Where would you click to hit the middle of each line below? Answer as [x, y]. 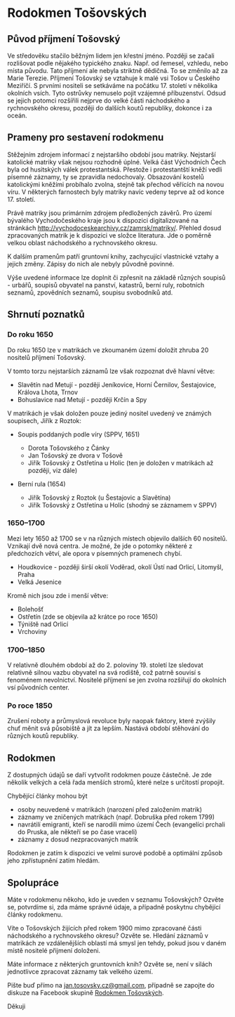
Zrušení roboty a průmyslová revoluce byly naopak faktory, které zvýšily [112, 721]
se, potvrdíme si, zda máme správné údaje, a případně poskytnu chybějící [114, 907]
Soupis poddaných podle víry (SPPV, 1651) [79, 434]
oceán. [17, 115]
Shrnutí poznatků [46, 315]
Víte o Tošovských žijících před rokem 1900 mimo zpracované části [105, 928]
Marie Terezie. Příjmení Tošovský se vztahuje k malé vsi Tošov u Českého [114, 78]
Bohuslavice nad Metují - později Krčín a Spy [82, 399]
